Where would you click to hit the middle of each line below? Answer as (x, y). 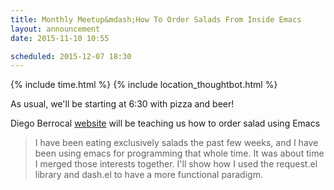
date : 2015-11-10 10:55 (60, 38)
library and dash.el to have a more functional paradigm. (148, 175)
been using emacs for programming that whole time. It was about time (179, 153)
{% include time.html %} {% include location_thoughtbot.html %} (144, 85)
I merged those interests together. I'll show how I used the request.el (176, 164)
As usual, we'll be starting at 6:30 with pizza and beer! (122, 104)
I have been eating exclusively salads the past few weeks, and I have (176, 143)
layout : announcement (55, 29)
